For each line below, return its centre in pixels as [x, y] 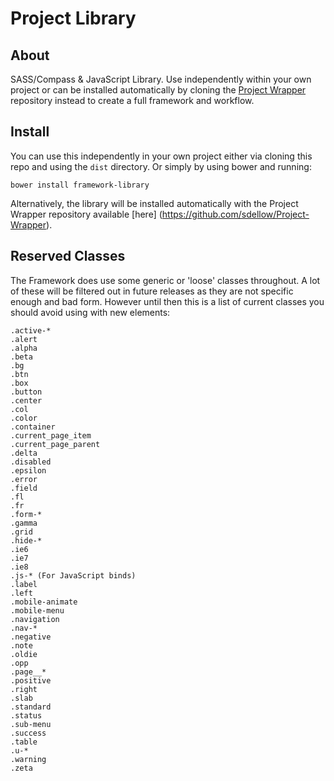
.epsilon [28, 470]
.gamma [24, 523]
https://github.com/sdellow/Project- [235, 214]
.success [28, 733]
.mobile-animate [44, 602]
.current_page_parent [55, 444]
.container [33, 427]
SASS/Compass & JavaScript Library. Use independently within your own [161, 79]
